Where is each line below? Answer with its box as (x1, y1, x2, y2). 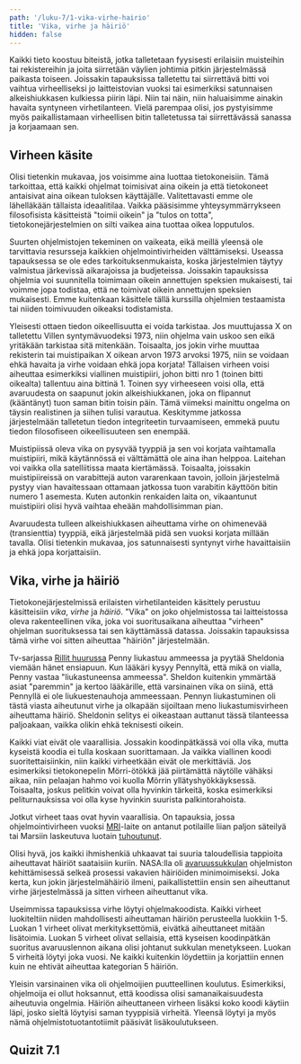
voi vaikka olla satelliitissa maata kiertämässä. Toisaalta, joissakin (9, 462, 251, 473)
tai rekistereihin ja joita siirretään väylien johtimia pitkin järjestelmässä (9, 64, 267, 75)
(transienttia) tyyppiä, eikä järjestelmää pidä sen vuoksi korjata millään (9, 528, 270, 539)
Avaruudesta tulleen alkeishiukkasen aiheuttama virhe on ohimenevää (9, 518, 268, 529)
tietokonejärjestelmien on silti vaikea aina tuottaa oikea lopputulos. (9, 219, 255, 230)
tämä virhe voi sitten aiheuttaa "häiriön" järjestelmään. (9, 635, 209, 646)
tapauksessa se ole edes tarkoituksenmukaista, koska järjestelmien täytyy (9, 255, 283, 266)
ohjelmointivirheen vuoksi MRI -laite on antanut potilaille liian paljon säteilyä (9, 821, 287, 832)
